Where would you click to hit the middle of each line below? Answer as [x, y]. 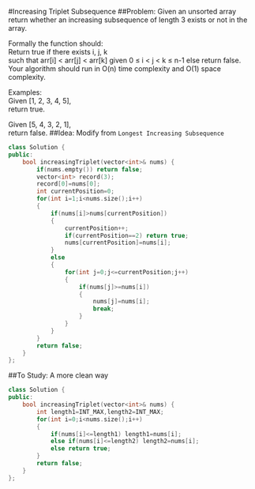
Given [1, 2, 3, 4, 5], [40, 101]
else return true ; [81, 449]
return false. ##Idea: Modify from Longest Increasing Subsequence [116, 133]
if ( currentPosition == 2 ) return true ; [127, 235]
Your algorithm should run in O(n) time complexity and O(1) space [114, 69]
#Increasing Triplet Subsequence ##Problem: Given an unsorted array [122, 11]
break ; [103, 309]
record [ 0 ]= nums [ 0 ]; [69, 184]
